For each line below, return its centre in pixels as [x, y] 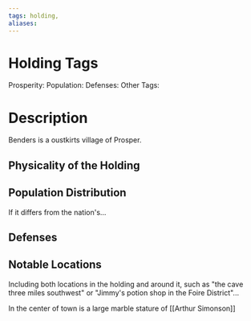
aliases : [23, 23]
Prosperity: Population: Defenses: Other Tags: [84, 85]
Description [48, 118]
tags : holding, [34, 16]
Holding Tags [53, 63]
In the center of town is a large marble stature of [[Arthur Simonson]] [122, 308]
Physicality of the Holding [74, 165]
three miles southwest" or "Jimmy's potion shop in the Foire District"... [123, 292]
